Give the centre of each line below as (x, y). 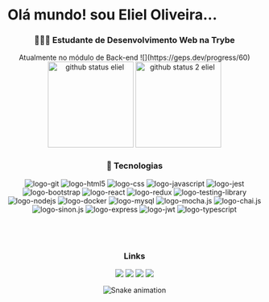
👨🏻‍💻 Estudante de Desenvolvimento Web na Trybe (134, 40)
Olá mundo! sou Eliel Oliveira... (113, 15)
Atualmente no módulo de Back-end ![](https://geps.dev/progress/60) (134, 57)
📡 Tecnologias (134, 166)
